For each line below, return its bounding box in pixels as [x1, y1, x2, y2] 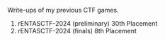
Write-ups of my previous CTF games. [7, 6, 119, 14]
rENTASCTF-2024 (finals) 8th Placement [17, 27, 137, 35]
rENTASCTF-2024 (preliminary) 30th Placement [17, 19, 158, 27]
